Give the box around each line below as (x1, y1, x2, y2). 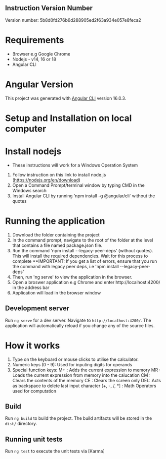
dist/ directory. (5, 421, 37, 427)
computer (5, 123, 46, 134)
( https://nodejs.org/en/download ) (12, 177, 81, 183)
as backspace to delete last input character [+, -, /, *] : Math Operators (12, 383, 157, 389)
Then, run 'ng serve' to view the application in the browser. (12, 274, 132, 280)
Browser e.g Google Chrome (12, 51, 71, 57)
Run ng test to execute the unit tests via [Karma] (5, 448, 105, 454)
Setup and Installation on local (5, 113, 132, 123)
